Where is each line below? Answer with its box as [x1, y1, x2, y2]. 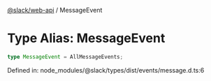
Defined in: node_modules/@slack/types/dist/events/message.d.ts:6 [7, 66, 205, 74]
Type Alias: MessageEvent [7, 31, 166, 46]
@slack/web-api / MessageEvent [7, 6, 103, 14]
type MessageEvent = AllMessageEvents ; [7, 53, 124, 60]
